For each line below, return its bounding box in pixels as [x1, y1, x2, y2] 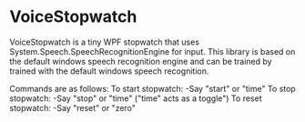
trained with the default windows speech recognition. [9, 66, 209, 76]
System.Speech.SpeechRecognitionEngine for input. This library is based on [9, 46, 296, 56]
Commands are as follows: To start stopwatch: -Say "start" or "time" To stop [9, 83, 296, 94]
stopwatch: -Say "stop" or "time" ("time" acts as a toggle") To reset [9, 93, 262, 104]
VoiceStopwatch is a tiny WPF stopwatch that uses [9, 36, 200, 47]
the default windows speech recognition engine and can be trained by [9, 56, 272, 66]
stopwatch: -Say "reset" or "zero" [9, 102, 137, 113]
